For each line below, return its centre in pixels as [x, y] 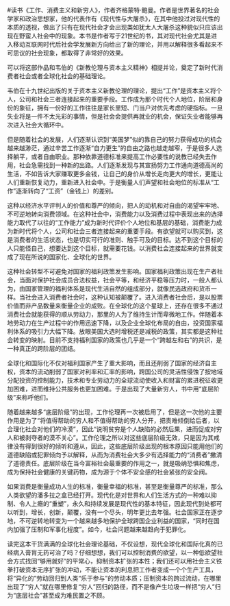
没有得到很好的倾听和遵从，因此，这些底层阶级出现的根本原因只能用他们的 [118, 446]
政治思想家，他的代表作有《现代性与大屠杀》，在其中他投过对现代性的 [123, 19]
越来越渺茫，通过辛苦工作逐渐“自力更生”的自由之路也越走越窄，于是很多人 [112, 148]
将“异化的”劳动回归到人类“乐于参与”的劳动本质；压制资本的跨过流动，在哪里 [114, 578]
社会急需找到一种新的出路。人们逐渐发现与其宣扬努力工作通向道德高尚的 [121, 165]
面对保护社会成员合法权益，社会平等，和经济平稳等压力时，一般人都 [121, 280]
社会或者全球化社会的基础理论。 [64, 76]
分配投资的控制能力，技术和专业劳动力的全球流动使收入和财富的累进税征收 [112, 380]
